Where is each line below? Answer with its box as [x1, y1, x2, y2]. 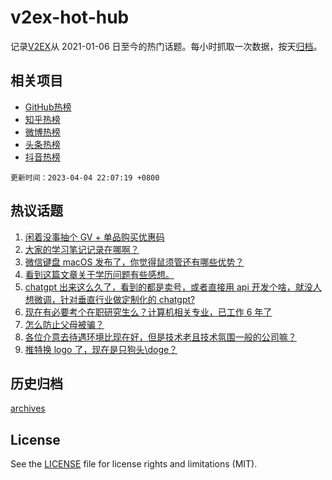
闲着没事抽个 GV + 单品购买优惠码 [24, 231, 165, 243]
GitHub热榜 [24, 101, 72, 113]
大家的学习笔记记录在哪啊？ [24, 243, 140, 255]
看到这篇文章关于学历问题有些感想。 [24, 268, 175, 280]
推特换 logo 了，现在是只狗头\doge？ [24, 343, 178, 355]
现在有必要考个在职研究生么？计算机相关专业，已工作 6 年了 [24, 306, 273, 318]
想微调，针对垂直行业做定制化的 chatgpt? [24, 293, 196, 305]
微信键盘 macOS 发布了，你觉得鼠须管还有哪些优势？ [24, 256, 245, 268]
